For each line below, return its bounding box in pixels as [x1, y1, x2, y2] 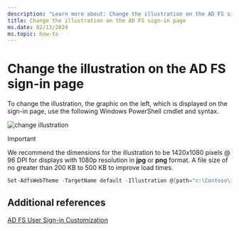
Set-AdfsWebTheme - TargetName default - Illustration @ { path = [7, 177, 193, 185]
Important [7, 134, 36, 143]
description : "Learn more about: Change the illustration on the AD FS [7, 10, 224, 18]
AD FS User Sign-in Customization [7, 215, 108, 224]
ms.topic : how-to [7, 30, 59, 38]
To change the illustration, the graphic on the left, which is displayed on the [7, 100, 228, 108]
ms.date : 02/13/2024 [7, 23, 69, 31]
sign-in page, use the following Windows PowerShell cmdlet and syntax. [7, 107, 219, 116]
